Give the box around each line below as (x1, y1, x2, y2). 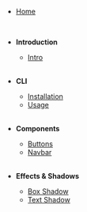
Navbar (27, 148, 52, 157)
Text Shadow (27, 195, 71, 204)
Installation (27, 92, 63, 101)
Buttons (27, 139, 54, 149)
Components (15, 124, 60, 133)
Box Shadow (27, 187, 69, 196)
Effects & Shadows (15, 172, 80, 180)
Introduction (15, 37, 58, 47)
